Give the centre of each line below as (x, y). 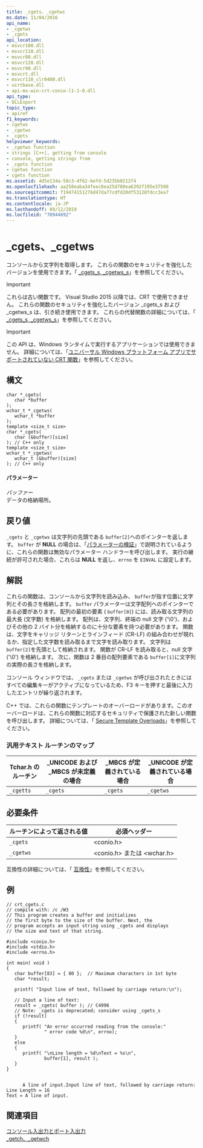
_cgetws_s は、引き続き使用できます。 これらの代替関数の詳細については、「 (101, 312)
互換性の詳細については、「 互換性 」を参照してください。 (77, 869)
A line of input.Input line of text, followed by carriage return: (109, 1085)
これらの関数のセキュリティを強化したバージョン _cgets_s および (99, 304)
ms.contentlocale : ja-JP (37, 204)
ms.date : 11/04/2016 (32, 18)
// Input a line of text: (47, 1000)
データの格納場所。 (30, 500)
